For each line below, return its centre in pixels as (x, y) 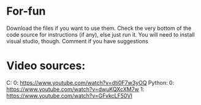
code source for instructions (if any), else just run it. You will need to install (100, 34)
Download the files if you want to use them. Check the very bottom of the (99, 28)
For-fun (26, 11)
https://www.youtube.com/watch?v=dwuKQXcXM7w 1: (75, 89)
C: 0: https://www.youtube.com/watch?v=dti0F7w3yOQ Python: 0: (90, 82)
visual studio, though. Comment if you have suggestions (77, 41)
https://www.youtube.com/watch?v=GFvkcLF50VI (70, 95)
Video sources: (46, 66)
